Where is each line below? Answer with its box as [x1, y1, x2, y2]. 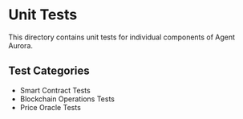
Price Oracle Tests [19, 102, 82, 112]
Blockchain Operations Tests [19, 94, 115, 104]
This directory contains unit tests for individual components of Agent [8, 32, 235, 42]
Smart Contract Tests [19, 85, 91, 95]
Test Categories [8, 64, 90, 78]
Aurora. [8, 40, 34, 50]
